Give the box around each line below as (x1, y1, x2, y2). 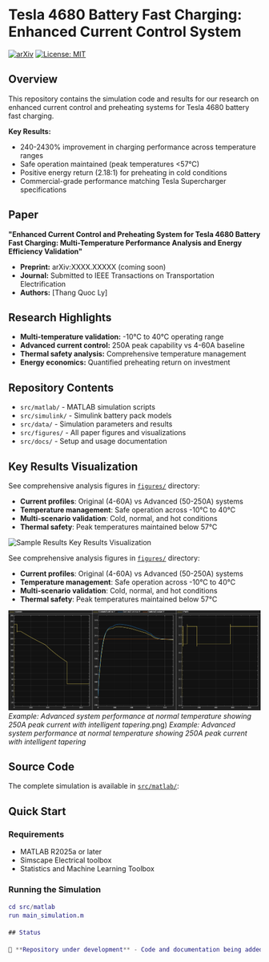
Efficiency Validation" (8, 247, 82, 256)
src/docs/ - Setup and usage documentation (19, 436, 168, 446)
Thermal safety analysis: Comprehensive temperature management (19, 349, 247, 359)
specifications (19, 185, 66, 194)
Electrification (19, 279, 66, 288)
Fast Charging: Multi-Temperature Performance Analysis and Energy (8, 238, 243, 247)
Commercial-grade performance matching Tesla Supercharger (19, 176, 227, 185)
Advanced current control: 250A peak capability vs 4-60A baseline (19, 340, 246, 350)
